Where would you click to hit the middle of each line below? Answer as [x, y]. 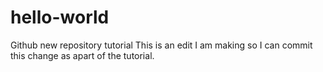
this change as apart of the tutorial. [82, 55]
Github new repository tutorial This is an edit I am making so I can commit [161, 45]
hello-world [60, 17]
